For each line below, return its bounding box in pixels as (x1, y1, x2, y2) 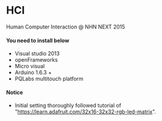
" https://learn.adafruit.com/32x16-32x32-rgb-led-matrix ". (14, 108, 156, 116)
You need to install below (6, 37, 69, 44)
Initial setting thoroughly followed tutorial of (14, 102, 122, 109)
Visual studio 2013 (14, 50, 60, 57)
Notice (6, 88, 23, 95)
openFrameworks (14, 56, 58, 63)
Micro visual (14, 63, 45, 70)
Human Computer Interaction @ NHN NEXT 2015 (6, 23, 126, 30)
